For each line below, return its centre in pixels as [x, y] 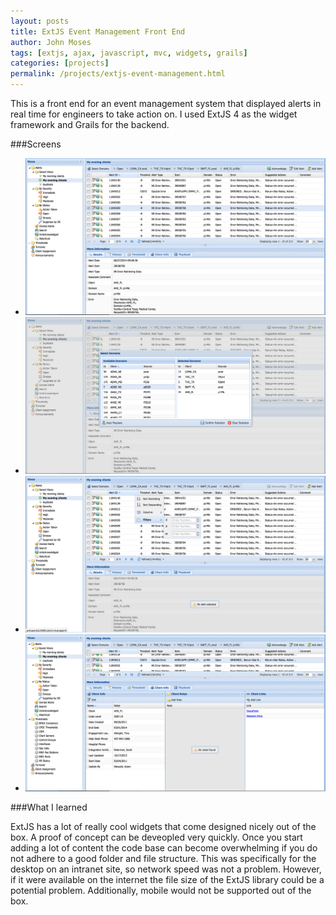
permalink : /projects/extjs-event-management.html [118, 74]
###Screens [36, 144]
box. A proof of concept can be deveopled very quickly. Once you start [156, 837]
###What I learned [49, 807]
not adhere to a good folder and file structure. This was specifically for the [163, 858]
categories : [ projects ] [60, 63]
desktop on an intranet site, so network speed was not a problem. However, [166, 869]
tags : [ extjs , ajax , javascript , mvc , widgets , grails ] [129, 53]
